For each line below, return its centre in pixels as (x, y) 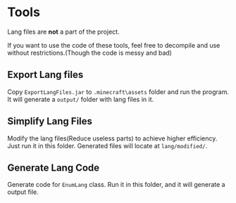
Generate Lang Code (54, 168)
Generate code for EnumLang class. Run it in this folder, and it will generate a (116, 185)
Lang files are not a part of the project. (63, 32)
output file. (23, 192)
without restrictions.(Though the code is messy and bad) (90, 53)
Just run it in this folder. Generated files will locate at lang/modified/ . (107, 145)
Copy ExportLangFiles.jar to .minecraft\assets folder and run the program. (118, 91)
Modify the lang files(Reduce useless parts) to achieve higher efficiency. (112, 138)
